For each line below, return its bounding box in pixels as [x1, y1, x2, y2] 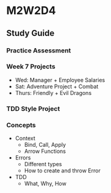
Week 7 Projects [6, 62, 56, 71]
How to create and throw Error [24, 167, 101, 174]
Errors [15, 154, 31, 161]
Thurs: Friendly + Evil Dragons [15, 89, 92, 96]
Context [15, 135, 35, 142]
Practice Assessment [6, 46, 71, 55]
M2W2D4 [6, 4, 56, 18]
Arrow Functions [24, 147, 66, 155]
